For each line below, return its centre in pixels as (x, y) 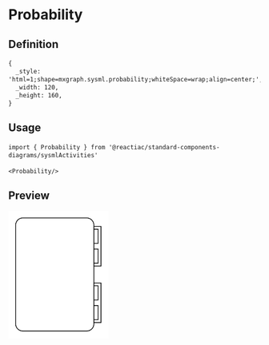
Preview (29, 196)
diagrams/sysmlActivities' (53, 155)
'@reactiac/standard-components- (164, 147)
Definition (33, 44)
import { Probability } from (57, 147)
